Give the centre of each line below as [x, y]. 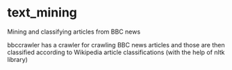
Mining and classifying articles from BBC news [74, 32]
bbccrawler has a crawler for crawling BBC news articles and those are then [116, 45]
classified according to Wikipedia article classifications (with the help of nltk [116, 52]
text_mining [42, 13]
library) [17, 59]
